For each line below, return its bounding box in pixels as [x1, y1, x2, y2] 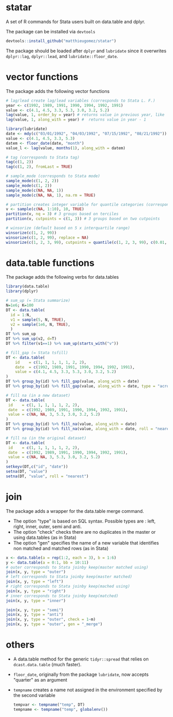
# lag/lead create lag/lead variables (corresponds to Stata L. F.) [6, 98, 156, 103]
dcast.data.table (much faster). [13, 661, 82, 667]
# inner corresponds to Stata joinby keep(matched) [6, 593, 119, 598]
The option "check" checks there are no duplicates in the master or [13, 529, 156, 535]
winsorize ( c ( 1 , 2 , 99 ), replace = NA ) [6, 235, 89, 240]
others [6, 639, 35, 651]
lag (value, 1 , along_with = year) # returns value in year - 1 [6, 117, 146, 122]
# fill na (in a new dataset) [6, 393, 71, 398]
